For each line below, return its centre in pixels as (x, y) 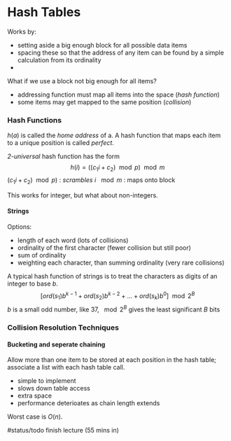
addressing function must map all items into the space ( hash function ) (119, 94)
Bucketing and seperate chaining (56, 344)
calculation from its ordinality (59, 59)
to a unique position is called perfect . (61, 143)
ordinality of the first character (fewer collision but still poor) (104, 248)
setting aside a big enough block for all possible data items (102, 45)
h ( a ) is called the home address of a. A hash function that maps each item (114, 135)
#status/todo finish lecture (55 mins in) (63, 430)
